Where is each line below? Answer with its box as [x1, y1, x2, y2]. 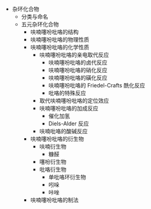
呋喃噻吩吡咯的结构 [30, 28, 79, 35]
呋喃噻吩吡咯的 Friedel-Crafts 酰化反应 [48, 82, 146, 89]
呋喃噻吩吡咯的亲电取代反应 [39, 51, 110, 58]
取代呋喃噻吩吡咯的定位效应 [39, 97, 110, 104]
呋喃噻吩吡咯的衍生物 [30, 135, 84, 142]
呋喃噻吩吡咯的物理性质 [30, 36, 90, 43]
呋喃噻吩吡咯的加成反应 [39, 105, 99, 112]
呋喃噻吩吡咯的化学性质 [30, 43, 90, 51]
